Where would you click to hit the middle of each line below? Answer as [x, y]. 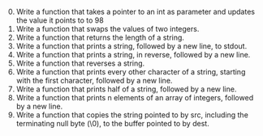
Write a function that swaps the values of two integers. [108, 29]
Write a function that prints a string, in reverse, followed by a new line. [133, 55]
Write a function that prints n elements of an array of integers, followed [135, 98]
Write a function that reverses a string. [80, 63]
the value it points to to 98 [60, 20]
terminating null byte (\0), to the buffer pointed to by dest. [112, 123]
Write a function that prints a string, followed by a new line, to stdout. [131, 46]
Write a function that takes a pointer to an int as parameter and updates [136, 12]
